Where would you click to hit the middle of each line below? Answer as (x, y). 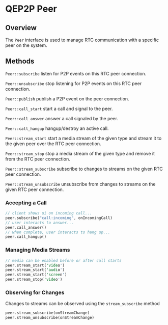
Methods (20, 61)
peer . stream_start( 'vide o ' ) (35, 265)
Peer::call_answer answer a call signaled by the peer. (62, 118)
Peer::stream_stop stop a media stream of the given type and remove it (80, 153)
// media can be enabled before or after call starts (64, 260)
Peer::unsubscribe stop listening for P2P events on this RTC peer (74, 83)
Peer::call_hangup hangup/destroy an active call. (57, 128)
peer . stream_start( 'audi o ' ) (35, 270)
